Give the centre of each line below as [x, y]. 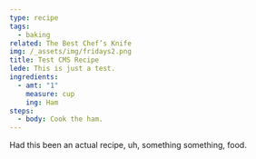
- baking [34, 35]
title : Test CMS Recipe [54, 60]
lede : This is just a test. [63, 69]
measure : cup [50, 94]
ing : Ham [42, 102]
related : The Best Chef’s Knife [70, 43]
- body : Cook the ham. [60, 119]
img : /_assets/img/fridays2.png [70, 52]
